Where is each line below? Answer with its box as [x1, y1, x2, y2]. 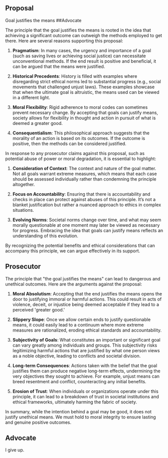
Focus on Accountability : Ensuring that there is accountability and [12, 191, 150, 197]
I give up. [5, 447, 25, 453]
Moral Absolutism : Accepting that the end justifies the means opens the [12, 290, 162, 296]
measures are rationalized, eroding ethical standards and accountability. [12, 327, 162, 333]
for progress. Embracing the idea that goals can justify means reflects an [12, 227, 163, 233]
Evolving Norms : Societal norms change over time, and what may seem [12, 217, 161, 223]
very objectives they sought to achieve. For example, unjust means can [12, 373, 159, 379]
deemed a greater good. [12, 120, 63, 126]
